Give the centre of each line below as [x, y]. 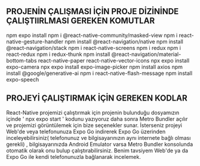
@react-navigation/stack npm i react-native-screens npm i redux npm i [93, 48]
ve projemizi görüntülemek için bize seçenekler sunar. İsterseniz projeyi [94, 125]
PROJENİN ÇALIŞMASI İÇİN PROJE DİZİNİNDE [93, 12]
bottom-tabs [21, 60]
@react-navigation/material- [146, 54]
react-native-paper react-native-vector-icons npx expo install [114, 60]
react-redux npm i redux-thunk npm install [58, 54]
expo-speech [23, 79]
